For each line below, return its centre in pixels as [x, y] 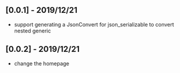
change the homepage [42, 63]
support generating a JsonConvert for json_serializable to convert [94, 24]
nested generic [32, 31]
